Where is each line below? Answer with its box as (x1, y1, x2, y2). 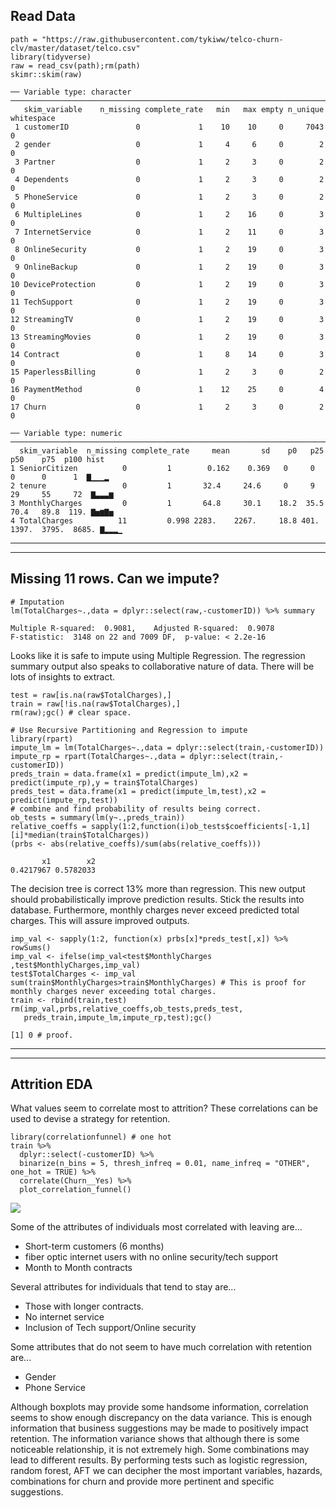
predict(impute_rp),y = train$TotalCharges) (10, 777, 199, 788)
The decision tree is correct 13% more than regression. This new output (10, 882, 306, 894)
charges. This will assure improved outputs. (10, 914, 190, 926)
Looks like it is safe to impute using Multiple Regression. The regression (10, 649, 306, 661)
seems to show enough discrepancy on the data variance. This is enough (10, 1412, 313, 1424)
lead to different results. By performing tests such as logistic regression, (10, 1454, 308, 1466)
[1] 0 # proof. (10, 1030, 74, 1040)
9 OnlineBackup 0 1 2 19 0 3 (14, 262, 325, 272)
